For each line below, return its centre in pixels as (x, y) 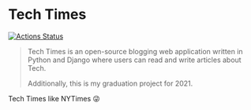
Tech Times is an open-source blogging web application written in (135, 51)
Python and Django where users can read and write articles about (135, 60)
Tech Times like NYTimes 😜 (54, 98)
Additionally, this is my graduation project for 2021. (110, 83)
